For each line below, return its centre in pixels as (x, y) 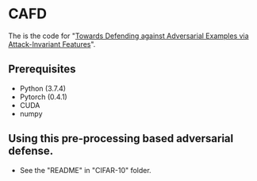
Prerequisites (42, 69)
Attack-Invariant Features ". (52, 44)
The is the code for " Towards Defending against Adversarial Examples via (128, 36)
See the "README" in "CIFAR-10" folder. (86, 170)
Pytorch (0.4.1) (43, 97)
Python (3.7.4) (42, 88)
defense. (31, 151)
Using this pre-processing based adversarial (121, 139)
